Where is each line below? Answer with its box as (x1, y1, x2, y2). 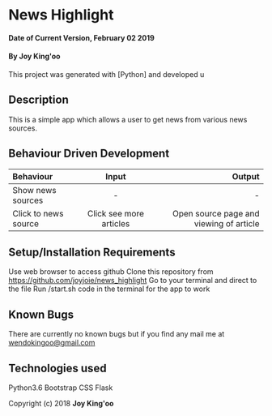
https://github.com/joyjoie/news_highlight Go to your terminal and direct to (8, 276, 257, 285)
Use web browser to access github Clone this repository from (8, 267, 214, 277)
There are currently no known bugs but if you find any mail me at (8, 329, 225, 339)
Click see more (87, 208, 144, 219)
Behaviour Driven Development (8, 147, 170, 161)
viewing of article (193, 217, 260, 229)
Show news (12, 184, 57, 195)
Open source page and (172, 208, 260, 219)
